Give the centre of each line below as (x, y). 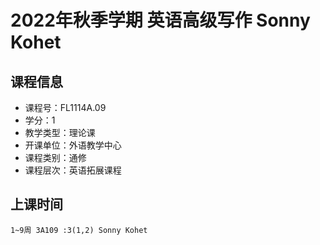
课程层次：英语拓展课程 (73, 170)
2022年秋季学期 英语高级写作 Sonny (160, 20)
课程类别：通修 (55, 157)
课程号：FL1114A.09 (65, 107)
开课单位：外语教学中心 (73, 145)
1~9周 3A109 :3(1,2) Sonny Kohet (79, 230)
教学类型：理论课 (60, 132)
